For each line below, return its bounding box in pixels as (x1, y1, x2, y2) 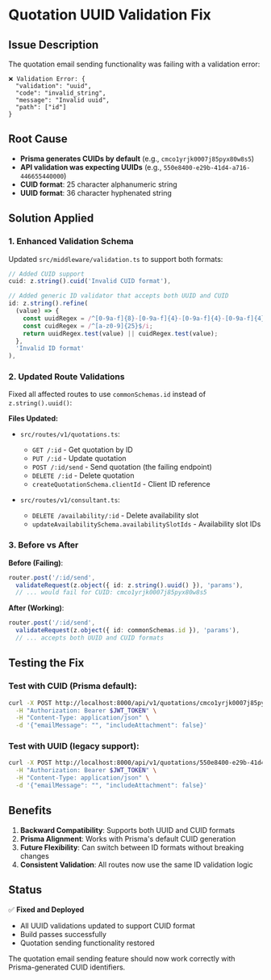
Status (8, 883, 43, 897)
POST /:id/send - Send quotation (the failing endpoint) (31, 463, 212, 472)
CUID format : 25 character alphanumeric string (19, 180, 177, 189)
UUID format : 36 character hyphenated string (19, 188, 172, 197)
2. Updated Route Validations (8, 371, 125, 382)
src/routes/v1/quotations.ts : (19, 429, 121, 439)
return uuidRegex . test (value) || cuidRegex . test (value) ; (23, 329, 219, 337)
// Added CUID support (8, 269, 85, 278)
